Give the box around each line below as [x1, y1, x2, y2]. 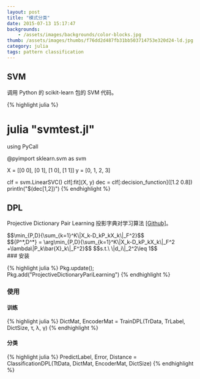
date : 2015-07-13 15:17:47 [7, 20, 76, 26]
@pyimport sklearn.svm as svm [7, 155, 86, 162]
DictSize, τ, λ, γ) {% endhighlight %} [7, 324, 98, 332]
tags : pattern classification [7, 49, 84, 55]
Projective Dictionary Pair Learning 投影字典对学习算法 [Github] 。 [7, 220, 172, 227]
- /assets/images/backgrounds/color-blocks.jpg [18, 32, 141, 38]
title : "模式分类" [7, 15, 51, 21]
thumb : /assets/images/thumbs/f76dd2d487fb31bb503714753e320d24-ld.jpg [7, 37, 193, 44]
